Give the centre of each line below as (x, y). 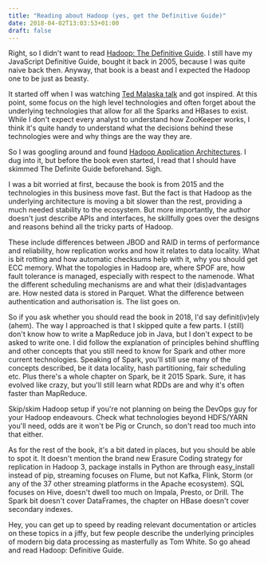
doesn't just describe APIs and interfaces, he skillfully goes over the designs (134, 218)
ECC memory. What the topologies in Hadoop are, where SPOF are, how (127, 268)
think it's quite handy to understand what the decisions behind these (121, 128)
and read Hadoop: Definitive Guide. (66, 550)
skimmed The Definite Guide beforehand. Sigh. (85, 169)
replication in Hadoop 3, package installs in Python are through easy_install (132, 467)
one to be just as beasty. (49, 79)
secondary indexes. (41, 509)
